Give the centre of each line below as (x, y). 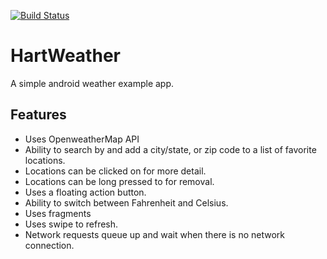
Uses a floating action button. (85, 192)
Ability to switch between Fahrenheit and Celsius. (126, 202)
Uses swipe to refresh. (71, 224)
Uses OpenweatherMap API (82, 139)
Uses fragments (58, 213)
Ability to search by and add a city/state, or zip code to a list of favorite (170, 149)
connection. (49, 245)
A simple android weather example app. (92, 83)
